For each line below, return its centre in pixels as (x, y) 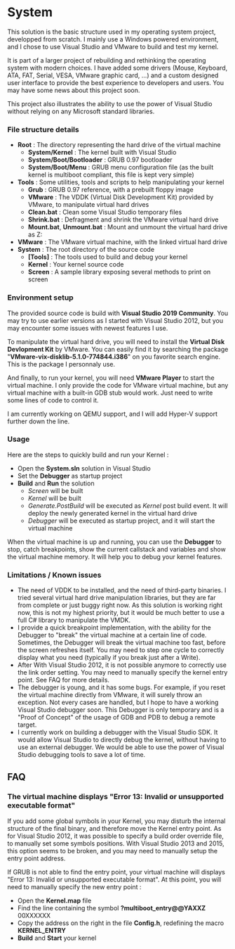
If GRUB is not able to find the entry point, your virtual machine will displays (116, 872)
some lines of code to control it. (53, 400)
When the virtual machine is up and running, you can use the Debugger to (115, 542)
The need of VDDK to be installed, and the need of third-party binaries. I (122, 590)
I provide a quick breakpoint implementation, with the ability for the (114, 628)
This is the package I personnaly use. (61, 364)
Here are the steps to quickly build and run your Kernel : (88, 454)
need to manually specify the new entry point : (74, 886)
